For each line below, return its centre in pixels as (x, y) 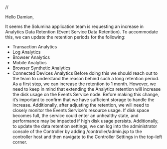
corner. (20, 142)
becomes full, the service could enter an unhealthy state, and (75, 116)
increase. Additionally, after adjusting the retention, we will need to (81, 105)
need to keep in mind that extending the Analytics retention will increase (86, 89)
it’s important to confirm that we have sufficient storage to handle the (83, 100)
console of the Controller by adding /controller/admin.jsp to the (77, 131)
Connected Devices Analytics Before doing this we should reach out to (85, 73)
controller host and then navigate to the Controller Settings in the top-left (87, 137)
